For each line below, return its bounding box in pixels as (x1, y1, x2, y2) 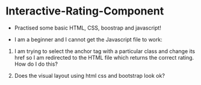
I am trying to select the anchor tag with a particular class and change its (14, 47, 196, 55)
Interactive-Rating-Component (5, 4, 164, 18)
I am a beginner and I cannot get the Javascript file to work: (14, 36, 163, 43)
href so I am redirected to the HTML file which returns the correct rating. (14, 54, 194, 61)
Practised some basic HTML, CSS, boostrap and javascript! (14, 24, 162, 31)
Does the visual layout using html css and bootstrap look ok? (14, 72, 165, 79)
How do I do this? (14, 60, 58, 68)
